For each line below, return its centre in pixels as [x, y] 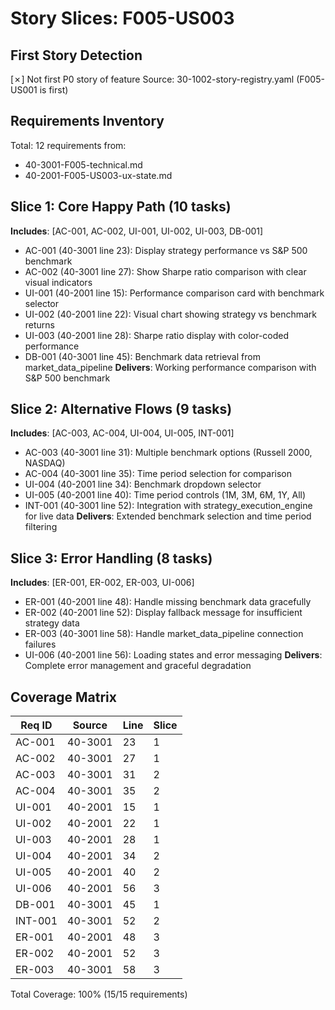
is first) [54, 90]
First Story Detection [76, 55]
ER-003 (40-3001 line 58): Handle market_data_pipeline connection [164, 634]
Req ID [36, 725]
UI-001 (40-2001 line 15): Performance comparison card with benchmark [174, 293]
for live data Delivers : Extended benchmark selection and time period [168, 516]
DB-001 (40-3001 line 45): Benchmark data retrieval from [142, 356]
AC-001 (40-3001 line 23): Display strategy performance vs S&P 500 [166, 250]
